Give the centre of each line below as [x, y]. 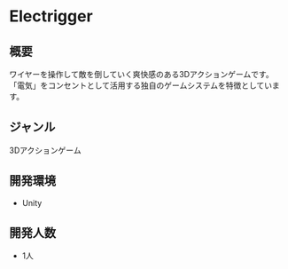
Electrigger [51, 16]
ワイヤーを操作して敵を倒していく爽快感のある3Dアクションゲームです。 [141, 74]
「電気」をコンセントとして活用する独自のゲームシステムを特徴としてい [141, 85]
